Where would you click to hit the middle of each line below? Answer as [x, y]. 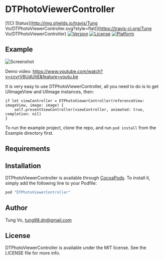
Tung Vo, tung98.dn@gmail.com [38, 220]
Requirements [28, 149]
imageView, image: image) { [35, 105]
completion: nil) [23, 114]
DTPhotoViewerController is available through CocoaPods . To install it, [78, 178]
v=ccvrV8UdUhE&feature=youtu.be [42, 77]
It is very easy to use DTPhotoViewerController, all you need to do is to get [82, 86]
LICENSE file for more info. [33, 253]
